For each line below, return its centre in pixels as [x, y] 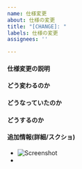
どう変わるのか [28, 86]
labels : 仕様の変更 [33, 33]
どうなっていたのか [35, 103]
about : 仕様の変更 [31, 20]
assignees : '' [28, 39]
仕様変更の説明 [28, 68]
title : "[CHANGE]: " [37, 26]
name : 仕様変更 [27, 14]
